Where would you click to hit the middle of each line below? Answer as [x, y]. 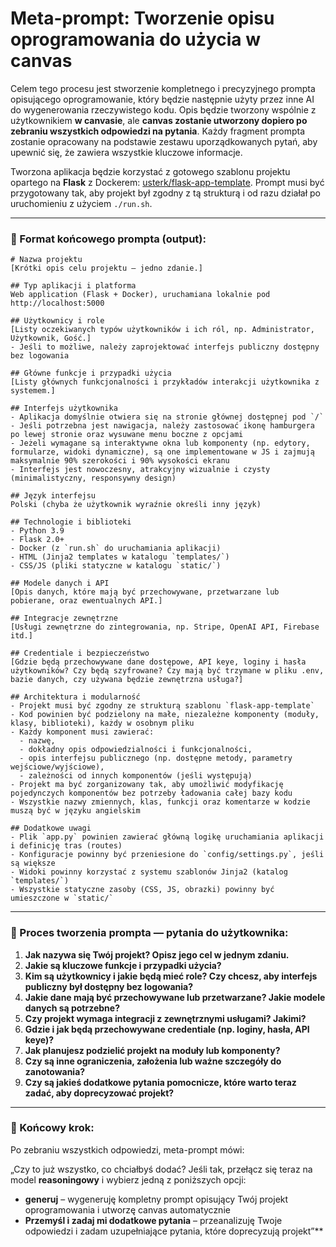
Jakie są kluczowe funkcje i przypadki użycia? [123, 965]
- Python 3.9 [37, 531]
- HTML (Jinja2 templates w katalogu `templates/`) [120, 557]
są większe [33, 863]
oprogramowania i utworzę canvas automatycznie [127, 1209]
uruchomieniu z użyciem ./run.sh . [81, 203]
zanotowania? [55, 1071]
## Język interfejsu [53, 496]
